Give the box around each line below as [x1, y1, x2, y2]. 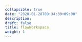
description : [5, 16, 32, 21]
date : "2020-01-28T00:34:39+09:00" [5, 12, 78, 16]
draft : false [5, 20, 32, 26]
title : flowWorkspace [5, 25, 49, 30]
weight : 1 [5, 29, 25, 34]
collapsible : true [5, 7, 42, 12]
